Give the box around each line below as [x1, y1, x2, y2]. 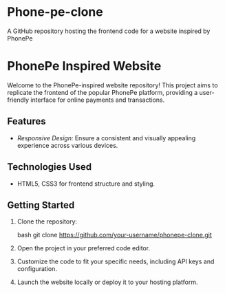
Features [7, 116, 46, 127]
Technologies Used [7, 161, 92, 173]
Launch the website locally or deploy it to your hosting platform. [17, 278, 198, 286]
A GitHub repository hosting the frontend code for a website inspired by [7, 27, 211, 35]
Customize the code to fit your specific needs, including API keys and [17, 257, 215, 265]
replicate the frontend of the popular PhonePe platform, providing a [7, 88, 198, 96]
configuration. [17, 265, 57, 273]
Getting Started [7, 199, 75, 210]
